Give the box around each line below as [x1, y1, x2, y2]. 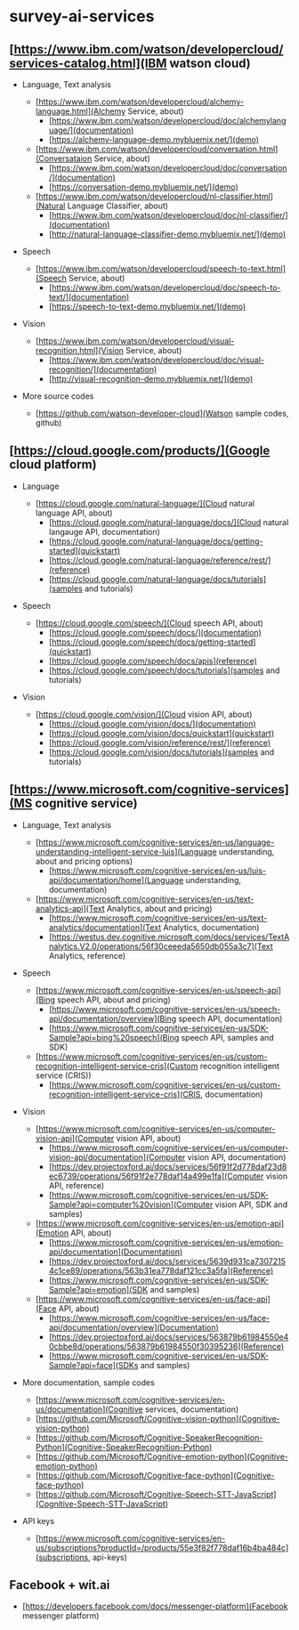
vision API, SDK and [214, 1199, 287, 1210]
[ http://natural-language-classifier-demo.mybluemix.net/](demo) [48, 229, 287, 239]
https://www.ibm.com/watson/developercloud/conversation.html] [38, 144, 279, 154]
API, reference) [48, 1180, 105, 1190]
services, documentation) [145, 1404, 239, 1415]
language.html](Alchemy [35, 106, 126, 117]
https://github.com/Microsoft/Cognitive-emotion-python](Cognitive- [38, 1451, 289, 1462]
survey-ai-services [9, 6, 155, 27]
